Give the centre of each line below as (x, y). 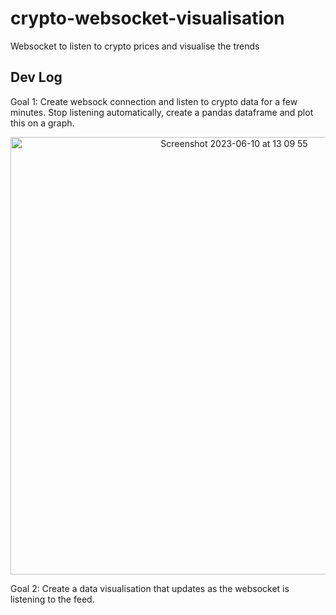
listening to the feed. (52, 599)
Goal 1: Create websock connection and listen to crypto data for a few (154, 101)
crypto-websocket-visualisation (147, 18)
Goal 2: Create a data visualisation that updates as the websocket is (150, 588)
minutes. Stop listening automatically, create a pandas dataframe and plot (162, 112)
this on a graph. (42, 123)
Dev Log (36, 77)
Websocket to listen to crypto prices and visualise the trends (135, 46)
